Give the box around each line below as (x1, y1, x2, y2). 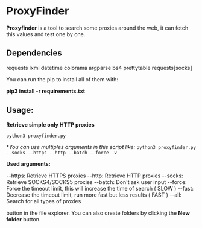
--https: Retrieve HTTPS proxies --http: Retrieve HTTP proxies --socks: (6, 172, 183, 179)
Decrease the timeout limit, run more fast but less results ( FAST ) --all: (6, 191, 182, 198)
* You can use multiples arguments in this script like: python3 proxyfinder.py (6, 143, 197, 150)
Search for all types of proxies (6, 197, 81, 204)
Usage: (6, 105, 34, 115)
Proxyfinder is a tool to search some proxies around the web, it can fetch (6, 24, 189, 31)
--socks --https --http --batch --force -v (6, 150, 118, 156)
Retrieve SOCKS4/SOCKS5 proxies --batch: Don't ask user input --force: (6, 178, 187, 185)
